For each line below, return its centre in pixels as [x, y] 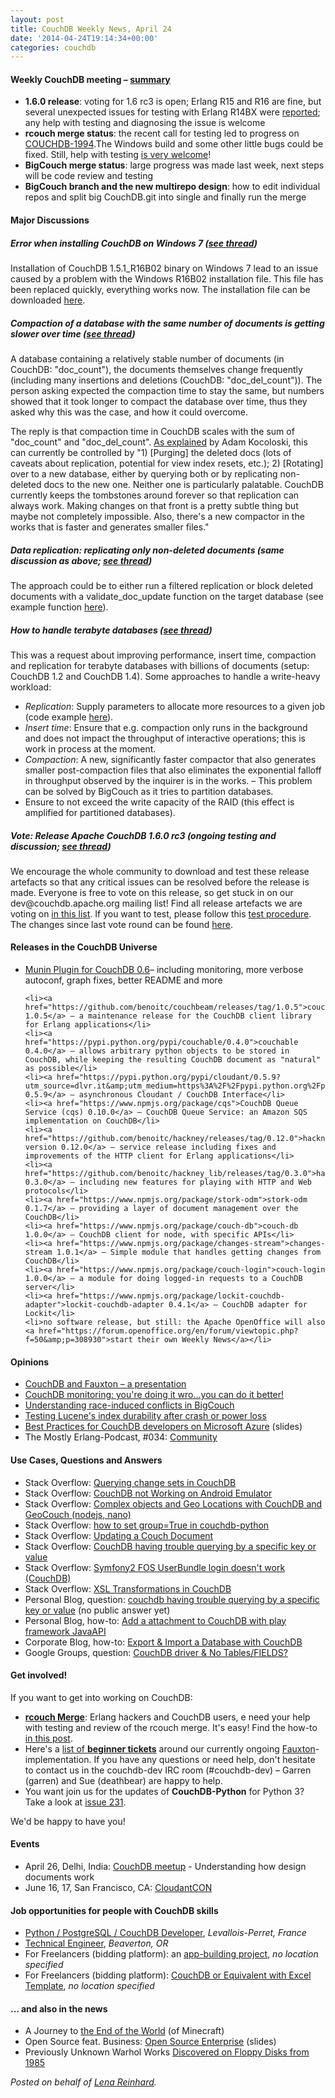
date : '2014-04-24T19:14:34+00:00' [84, 38]
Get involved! [39, 1675]
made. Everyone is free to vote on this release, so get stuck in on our [152, 892]
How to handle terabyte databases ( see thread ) [111, 630]
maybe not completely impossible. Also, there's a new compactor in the [157, 516]
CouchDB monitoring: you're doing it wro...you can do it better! [154, 1395]
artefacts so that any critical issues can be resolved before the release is [160, 882]
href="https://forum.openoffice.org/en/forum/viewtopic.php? [168, 1331]
